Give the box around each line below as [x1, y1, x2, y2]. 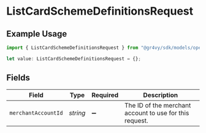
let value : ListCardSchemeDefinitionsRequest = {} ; [6, 56, 141, 62]
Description [143, 90, 178, 99]
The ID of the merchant [124, 101, 191, 109]
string [69, 109, 86, 117]
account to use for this [124, 109, 189, 117]
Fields [6, 73, 31, 83]
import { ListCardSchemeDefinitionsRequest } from [6, 45, 139, 51]
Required [91, 90, 119, 99]
